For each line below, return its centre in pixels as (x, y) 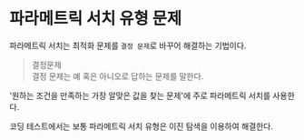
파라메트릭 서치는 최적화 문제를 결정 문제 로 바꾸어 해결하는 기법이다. (128, 45)
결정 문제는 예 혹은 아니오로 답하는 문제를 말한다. (118, 76)
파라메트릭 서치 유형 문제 (96, 19)
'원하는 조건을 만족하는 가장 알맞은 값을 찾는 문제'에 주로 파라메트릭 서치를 (140, 95)
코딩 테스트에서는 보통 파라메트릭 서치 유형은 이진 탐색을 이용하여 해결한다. (142, 126)
